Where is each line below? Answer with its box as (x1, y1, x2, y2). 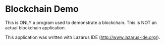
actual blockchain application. (5, 24, 66, 30)
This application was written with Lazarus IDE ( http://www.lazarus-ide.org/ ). (5, 34, 160, 40)
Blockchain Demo (5, 3, 79, 15)
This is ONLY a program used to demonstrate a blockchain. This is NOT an (5, 20, 157, 25)
